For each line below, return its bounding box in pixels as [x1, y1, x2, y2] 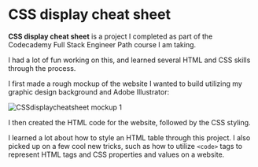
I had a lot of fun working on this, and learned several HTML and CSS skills [8, 55, 251, 65]
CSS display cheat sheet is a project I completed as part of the [8, 32, 213, 41]
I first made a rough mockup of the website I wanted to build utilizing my [8, 79, 242, 88]
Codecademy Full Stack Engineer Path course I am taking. [8, 39, 197, 49]
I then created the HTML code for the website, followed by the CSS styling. [8, 117, 251, 127]
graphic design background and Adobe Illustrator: [8, 87, 170, 96]
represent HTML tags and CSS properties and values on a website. [8, 150, 225, 159]
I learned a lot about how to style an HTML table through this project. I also [8, 132, 251, 143]
